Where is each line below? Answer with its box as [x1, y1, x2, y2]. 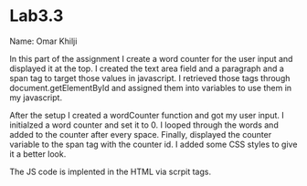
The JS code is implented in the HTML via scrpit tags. [9, 166, 212, 177]
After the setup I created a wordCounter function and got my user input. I [9, 109, 285, 120]
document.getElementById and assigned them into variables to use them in [9, 82, 292, 93]
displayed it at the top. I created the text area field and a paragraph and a [9, 63, 285, 74]
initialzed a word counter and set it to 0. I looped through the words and [9, 119, 279, 130]
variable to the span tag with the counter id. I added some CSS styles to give [9, 139, 298, 150]
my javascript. [9, 92, 62, 103]
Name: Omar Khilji [9, 36, 78, 46]
